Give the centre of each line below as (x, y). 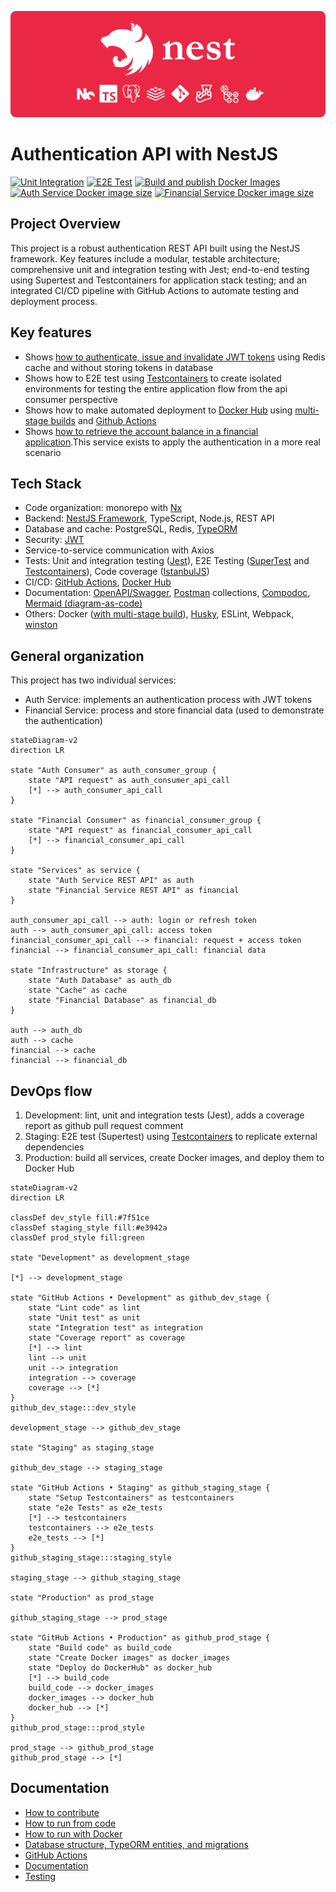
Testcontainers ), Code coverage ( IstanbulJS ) (117, 572)
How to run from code (70, 1823)
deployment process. (54, 301)
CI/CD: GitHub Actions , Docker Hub (98, 582)
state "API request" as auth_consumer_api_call (129, 781)
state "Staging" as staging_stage (82, 1448)
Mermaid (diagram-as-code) (83, 603)
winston (41, 625)
